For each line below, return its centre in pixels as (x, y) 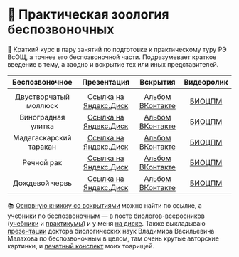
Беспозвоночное (42, 82)
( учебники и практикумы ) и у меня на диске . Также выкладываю (107, 223)
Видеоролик (206, 82)
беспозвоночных (61, 30)
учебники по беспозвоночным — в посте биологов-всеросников (106, 216)
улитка (43, 126)
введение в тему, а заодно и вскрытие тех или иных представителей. (113, 64)
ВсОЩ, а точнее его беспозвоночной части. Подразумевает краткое (112, 57)
